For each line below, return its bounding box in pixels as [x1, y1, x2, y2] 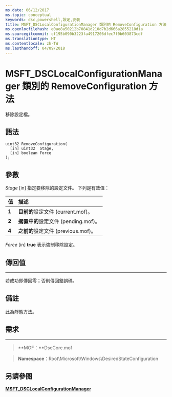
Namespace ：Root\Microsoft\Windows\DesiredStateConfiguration [17, 355, 159, 362]
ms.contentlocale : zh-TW [5, 41, 58, 46]
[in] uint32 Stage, [10, 146, 54, 152]
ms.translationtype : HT [5, 36, 56, 42]
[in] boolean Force [10, 150, 52, 156]
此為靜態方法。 [5, 309, 37, 315]
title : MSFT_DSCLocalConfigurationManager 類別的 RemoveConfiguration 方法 [5, 22, 167, 27]
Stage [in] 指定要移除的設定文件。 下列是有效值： [5, 185, 110, 191]
